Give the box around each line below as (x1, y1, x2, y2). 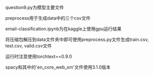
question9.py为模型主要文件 (5, 5, 64, 10)
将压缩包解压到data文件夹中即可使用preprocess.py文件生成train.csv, (5, 37, 149, 42)
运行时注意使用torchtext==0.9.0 (5, 53, 72, 59)
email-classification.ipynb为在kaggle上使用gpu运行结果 (5, 26, 122, 32)
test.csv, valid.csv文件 (5, 43, 52, 49)
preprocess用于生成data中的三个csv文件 (5, 15, 91, 21)
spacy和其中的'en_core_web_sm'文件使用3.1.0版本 (5, 64, 111, 70)
